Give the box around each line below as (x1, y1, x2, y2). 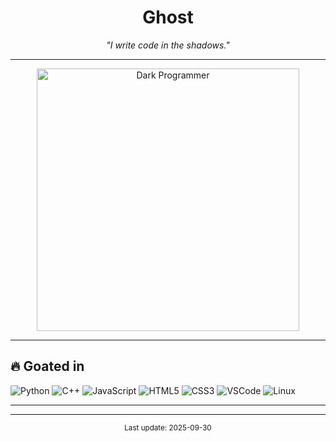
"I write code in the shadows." (106, 39, 230, 51)
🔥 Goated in (10, 358, 85, 375)
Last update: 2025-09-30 (124, 422, 212, 433)
